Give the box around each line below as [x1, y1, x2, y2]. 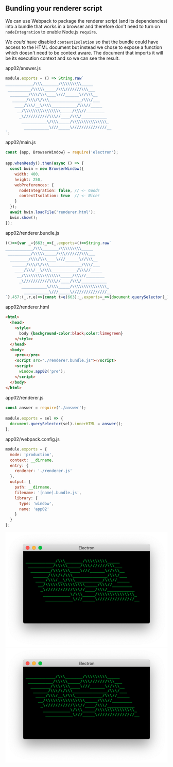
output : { [10, 479, 31, 484]
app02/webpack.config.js [5, 436, 60, 442]
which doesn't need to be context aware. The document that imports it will [5, 49, 163, 56]
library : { [14, 495, 38, 501]
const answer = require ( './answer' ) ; [5, 405, 86, 410]
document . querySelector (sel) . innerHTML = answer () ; [10, 422, 124, 427]
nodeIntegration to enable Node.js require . [5, 28, 98, 35]
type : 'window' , [19, 501, 54, 506]
